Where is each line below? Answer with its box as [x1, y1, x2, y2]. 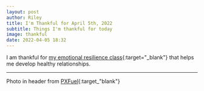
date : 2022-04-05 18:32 [6, 37, 67, 43]
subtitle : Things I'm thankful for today [6, 25, 113, 32]
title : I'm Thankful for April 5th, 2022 [6, 20, 113, 26]
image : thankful [6, 32, 47, 38]
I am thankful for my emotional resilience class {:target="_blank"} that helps [6, 54, 194, 61]
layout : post [6, 8, 39, 15]
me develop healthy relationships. [6, 60, 91, 67]
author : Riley [6, 15, 42, 21]
